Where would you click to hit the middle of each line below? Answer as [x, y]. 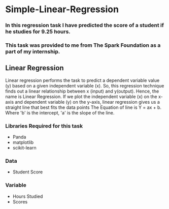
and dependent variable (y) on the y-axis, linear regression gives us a [87, 102]
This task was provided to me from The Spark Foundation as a [83, 45]
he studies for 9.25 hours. [38, 32]
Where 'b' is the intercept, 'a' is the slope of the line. [60, 112]
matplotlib [23, 142]
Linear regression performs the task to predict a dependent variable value [82, 80]
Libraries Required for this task [44, 126]
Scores [20, 201]
